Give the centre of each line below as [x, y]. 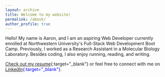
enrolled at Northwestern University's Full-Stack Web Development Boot [80, 44]
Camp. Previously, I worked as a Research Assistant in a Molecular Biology [82, 49]
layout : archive [22, 10]
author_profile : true [28, 24]
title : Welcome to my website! [38, 15]
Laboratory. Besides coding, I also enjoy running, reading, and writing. [78, 54]
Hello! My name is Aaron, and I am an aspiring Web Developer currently [79, 38]
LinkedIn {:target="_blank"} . [33, 69]
